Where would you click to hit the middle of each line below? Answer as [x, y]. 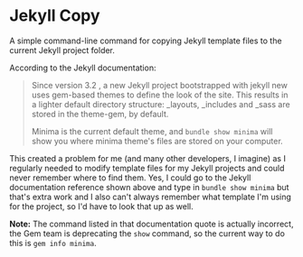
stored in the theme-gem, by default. [100, 114]
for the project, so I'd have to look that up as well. [102, 206]
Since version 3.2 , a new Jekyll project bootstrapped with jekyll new [159, 85]
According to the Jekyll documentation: [83, 68]
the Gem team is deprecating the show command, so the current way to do [147, 233]
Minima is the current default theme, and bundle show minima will [152, 131]
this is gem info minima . [53, 243]
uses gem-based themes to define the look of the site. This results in [160, 95]
